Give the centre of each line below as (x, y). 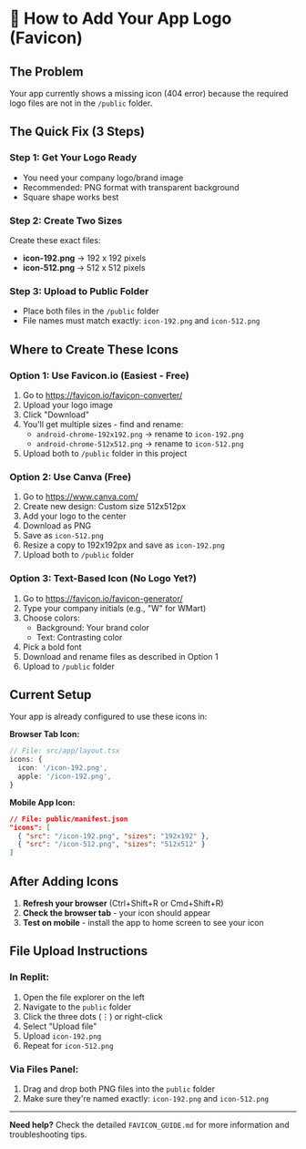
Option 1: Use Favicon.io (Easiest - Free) (99, 375)
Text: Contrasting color (79, 637)
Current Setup (51, 695)
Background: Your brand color (93, 627)
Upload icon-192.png (62, 1036)
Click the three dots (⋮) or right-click (92, 1016)
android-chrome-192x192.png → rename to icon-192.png (140, 434)
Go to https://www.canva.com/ (80, 497)
